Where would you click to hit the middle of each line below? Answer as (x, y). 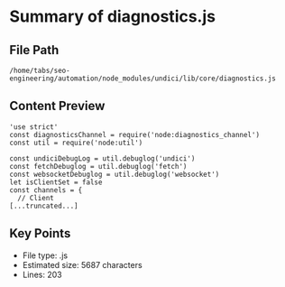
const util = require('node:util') (76, 143)
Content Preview (57, 106)
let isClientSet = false (56, 182)
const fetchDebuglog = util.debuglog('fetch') (98, 166)
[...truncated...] (44, 206)
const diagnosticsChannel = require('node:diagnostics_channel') (134, 134)
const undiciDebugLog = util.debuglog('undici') (102, 158)
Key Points (40, 233)
